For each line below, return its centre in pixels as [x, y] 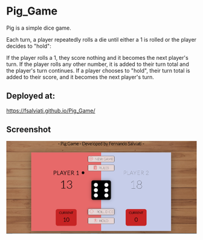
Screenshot [29, 130]
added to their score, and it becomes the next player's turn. [80, 77]
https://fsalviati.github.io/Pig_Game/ [51, 111]
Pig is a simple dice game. [39, 28]
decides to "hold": [29, 46]
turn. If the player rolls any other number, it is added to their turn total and [98, 64]
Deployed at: [31, 96]
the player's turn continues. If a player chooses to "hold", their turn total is [98, 70]
